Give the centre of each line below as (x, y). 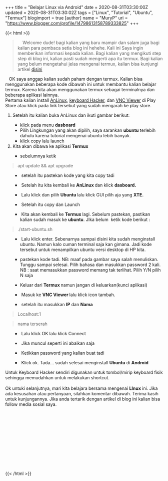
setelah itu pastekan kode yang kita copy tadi (68, 175)
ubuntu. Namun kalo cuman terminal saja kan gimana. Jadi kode (86, 244)
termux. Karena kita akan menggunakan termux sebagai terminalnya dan (80, 89)
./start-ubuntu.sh (35, 229)
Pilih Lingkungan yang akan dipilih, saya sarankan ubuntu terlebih (88, 130)
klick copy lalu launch (42, 141)
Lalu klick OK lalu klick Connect (53, 333)
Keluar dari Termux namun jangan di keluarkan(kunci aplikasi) (83, 285)
